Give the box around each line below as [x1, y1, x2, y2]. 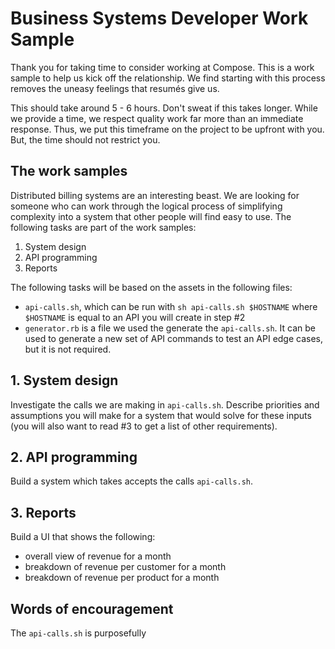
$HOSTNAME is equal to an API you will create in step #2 [24, 311, 246, 323]
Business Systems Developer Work [10, 7, 309, 30]
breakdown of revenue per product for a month [24, 572, 220, 584]
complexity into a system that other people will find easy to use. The [10, 210, 292, 222]
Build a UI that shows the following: [10, 531, 156, 543]
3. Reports [10, 504, 77, 521]
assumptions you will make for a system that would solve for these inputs [10, 409, 312, 421]
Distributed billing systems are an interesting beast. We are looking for [10, 189, 300, 201]
